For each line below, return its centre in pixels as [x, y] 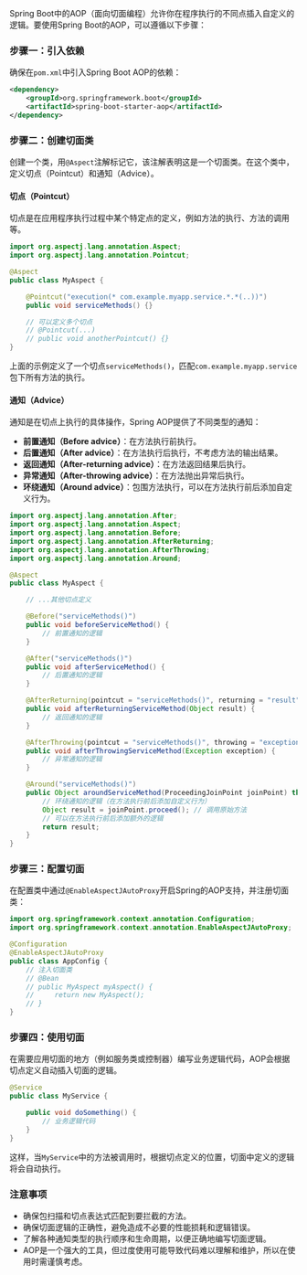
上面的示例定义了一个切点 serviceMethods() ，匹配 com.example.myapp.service [153, 366]
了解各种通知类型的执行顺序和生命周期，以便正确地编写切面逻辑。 [147, 1238]
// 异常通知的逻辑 [72, 760]
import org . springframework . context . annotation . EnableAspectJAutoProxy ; [151, 928]
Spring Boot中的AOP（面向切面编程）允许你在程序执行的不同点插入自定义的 [152, 13]
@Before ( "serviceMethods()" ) [81, 616]
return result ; [71, 827]
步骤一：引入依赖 [47, 50]
